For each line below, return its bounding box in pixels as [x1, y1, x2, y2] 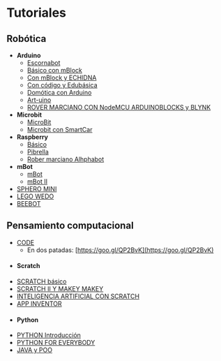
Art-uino [26, 96, 52, 104]
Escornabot [26, 59, 61, 67]
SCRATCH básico [16, 277, 67, 286]
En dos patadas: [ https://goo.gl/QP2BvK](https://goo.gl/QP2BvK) [26, 246, 214, 254]
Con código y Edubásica [26, 81, 98, 89]
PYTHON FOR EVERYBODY [16, 339, 96, 347]
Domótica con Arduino [26, 89, 92, 96]
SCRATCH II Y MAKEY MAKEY [16, 285, 104, 293]
